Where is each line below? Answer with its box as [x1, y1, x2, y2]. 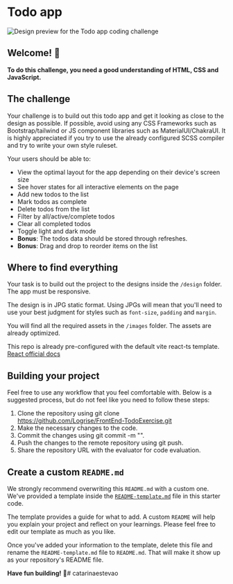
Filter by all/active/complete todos [17, 212, 115, 221]
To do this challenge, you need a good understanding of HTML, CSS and [7, 65, 219, 74]
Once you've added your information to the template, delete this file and [7, 541, 213, 549]
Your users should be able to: [7, 154, 92, 163]
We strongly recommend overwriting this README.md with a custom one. [7, 485, 209, 492]
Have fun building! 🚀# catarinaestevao [7, 569, 119, 577]
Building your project [7, 370, 100, 381]
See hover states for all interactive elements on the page [17, 182, 179, 191]
